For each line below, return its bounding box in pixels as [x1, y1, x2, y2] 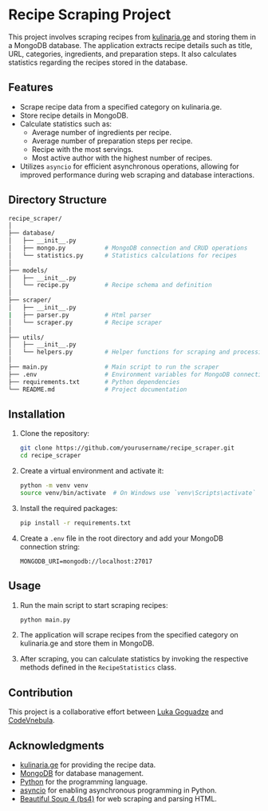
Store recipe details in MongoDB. [19, 110, 129, 120]
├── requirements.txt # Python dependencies [8, 378, 180, 386]
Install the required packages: [19, 503, 118, 513]
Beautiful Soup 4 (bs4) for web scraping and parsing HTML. [19, 794, 218, 804]
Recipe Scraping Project [8, 6, 171, 24]
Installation [8, 407, 65, 421]
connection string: [19, 541, 81, 551]
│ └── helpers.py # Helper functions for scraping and [8, 348, 230, 357]
